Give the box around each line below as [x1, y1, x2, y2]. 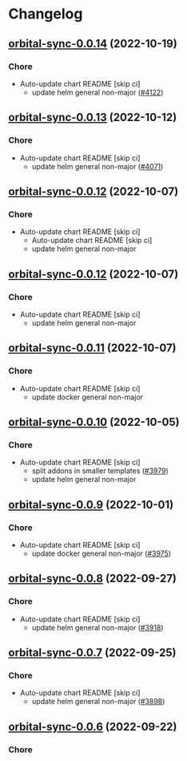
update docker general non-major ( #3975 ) [31, 548, 172, 558]
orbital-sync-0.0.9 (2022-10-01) [8, 498, 174, 512]
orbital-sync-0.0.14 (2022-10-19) [8, 37, 177, 51]
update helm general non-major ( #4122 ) [31, 87, 164, 97]
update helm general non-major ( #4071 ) [31, 161, 164, 171]
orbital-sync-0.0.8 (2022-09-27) [8, 572, 177, 585]
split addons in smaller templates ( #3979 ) [31, 466, 169, 476]
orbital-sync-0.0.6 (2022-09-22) [8, 719, 177, 734]
